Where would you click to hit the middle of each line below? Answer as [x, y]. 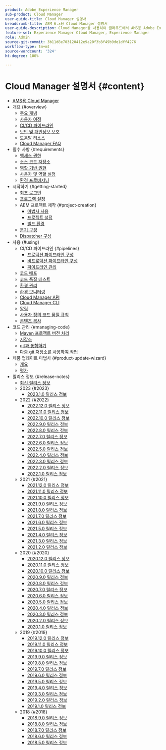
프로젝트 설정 [40, 217]
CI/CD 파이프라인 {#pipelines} [50, 249]
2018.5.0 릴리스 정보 [47, 743]
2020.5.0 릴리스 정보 [48, 602]
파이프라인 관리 [42, 267]
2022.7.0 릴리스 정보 [47, 437]
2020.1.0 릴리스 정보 [47, 627]
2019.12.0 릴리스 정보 [48, 638]
